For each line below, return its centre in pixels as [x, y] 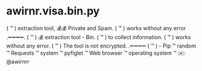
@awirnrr [18, 61]
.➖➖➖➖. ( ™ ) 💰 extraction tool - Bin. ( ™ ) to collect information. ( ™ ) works [99, 37]
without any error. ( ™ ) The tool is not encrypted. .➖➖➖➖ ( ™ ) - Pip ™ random [101, 46]
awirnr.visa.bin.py [53, 11]
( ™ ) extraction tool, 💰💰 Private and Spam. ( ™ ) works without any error [96, 28]
